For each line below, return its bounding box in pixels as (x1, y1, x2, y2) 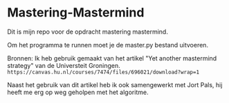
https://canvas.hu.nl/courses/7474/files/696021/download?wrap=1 (7, 69, 199, 76)
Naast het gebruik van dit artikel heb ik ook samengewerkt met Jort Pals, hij (7, 80, 223, 89)
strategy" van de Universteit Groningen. (7, 61, 121, 69)
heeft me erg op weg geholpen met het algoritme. (7, 88, 149, 96)
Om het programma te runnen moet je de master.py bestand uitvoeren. (7, 41, 209, 49)
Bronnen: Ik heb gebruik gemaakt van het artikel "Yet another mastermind (7, 54, 217, 62)
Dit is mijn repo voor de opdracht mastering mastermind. (7, 27, 168, 36)
